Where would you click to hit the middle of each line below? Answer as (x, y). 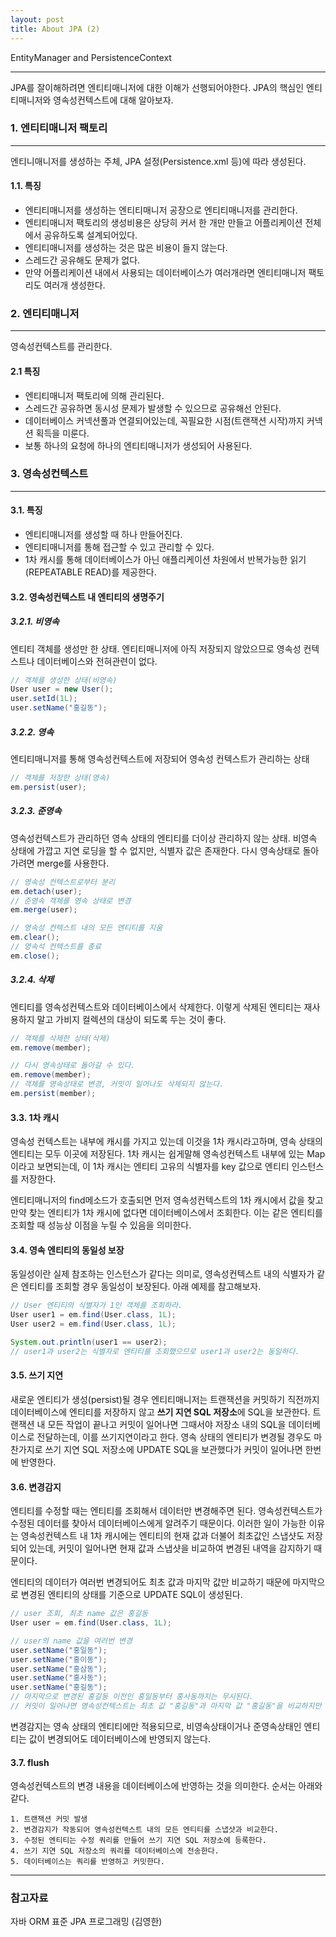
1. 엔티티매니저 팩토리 (59, 128)
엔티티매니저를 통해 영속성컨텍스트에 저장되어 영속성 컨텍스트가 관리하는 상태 (160, 759)
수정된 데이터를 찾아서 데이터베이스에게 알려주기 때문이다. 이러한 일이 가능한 (158, 1523)
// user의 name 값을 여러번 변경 (71, 1641)
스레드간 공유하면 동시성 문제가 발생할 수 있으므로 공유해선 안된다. (153, 408)
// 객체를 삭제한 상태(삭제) (60, 1038)
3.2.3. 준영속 (36, 811)
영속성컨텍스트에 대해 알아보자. (113, 100)
